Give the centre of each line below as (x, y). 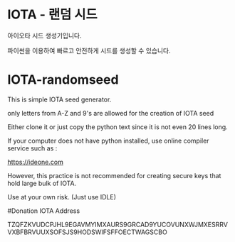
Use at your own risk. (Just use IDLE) (62, 197)
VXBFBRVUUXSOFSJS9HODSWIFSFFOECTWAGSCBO (87, 232)
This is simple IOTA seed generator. (59, 99)
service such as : (32, 148)
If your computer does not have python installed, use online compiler (108, 141)
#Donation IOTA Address (44, 211)
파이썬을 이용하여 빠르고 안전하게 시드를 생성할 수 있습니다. (89, 50)
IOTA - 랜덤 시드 (52, 15)
